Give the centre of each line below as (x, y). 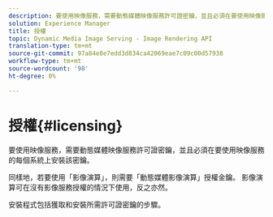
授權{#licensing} (66, 126)
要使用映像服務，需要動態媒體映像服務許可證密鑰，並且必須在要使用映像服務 (136, 150)
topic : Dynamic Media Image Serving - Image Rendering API (110, 38)
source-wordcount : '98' (49, 69)
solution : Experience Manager (60, 23)
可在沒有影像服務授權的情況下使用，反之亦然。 (93, 187)
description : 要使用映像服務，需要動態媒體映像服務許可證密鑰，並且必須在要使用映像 (135, 16)
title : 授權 (27, 31)
